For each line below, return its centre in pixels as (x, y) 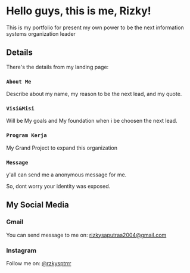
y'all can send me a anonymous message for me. (66, 175)
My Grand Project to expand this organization (62, 148)
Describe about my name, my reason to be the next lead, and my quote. (94, 94)
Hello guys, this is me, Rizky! (79, 11)
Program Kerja (27, 136)
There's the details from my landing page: (57, 67)
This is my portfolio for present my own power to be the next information (95, 27)
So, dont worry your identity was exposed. (58, 186)
